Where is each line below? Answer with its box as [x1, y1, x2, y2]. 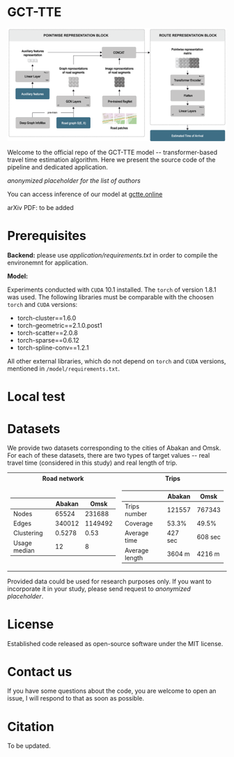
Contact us [7, 664, 72, 680]
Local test [7, 389, 65, 405]
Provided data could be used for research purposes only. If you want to [7, 577, 212, 585]
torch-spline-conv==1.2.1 [17, 343, 89, 352]
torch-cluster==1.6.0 [17, 314, 77, 322]
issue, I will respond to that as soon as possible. [7, 694, 145, 703]
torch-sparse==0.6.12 [17, 336, 80, 345]
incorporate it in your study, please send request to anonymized [7, 584, 192, 593]
